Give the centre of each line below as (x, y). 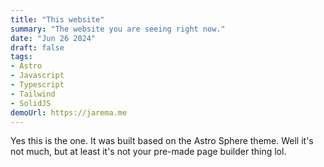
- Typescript (37, 85)
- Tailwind (33, 94)
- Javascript (37, 76)
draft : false (37, 47)
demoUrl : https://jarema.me (69, 112)
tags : (21, 57)
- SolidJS (31, 103)
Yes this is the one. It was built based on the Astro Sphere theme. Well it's (162, 141)
